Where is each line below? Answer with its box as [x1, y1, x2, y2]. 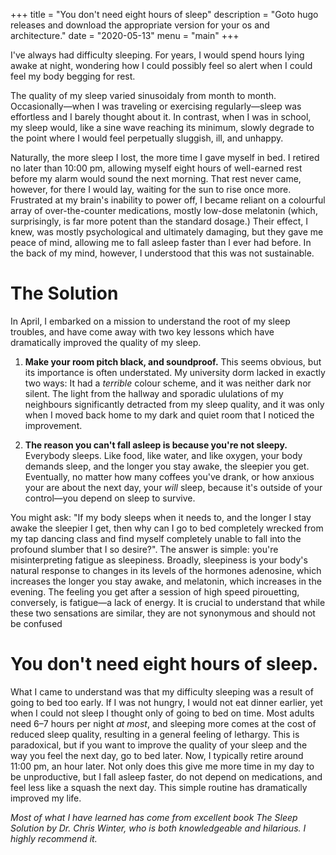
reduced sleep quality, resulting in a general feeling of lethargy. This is [10, 728, 300, 740]
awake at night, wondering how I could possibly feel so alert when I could [10, 60, 313, 71]
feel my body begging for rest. [10, 70, 136, 82]
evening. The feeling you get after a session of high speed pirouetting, [10, 585, 300, 598]
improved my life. [10, 792, 82, 804]
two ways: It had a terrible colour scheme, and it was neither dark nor [24, 377, 312, 389]
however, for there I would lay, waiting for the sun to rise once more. [10, 184, 292, 195]
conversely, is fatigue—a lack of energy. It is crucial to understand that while [10, 596, 326, 608]
